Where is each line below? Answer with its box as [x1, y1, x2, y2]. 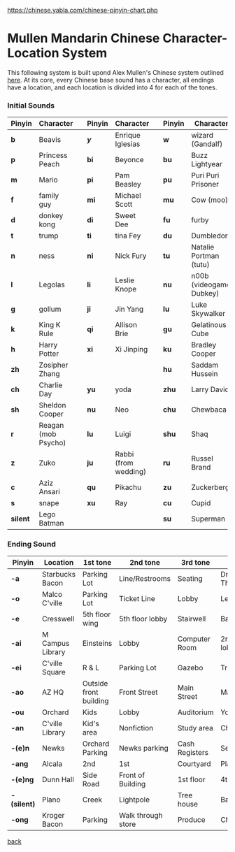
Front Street [118, 687, 158, 697]
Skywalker [191, 309, 226, 319]
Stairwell [177, 614, 206, 623]
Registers [177, 747, 208, 757]
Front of [118, 770, 145, 780]
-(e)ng [10, 774, 34, 784]
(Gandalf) [191, 139, 223, 149]
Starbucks [41, 569, 76, 579]
